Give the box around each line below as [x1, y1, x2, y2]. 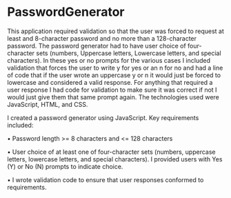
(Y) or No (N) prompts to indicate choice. [7, 162, 123, 170]
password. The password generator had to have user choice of [7, 41, 186, 50]
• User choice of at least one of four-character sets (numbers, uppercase [7, 148, 216, 156]
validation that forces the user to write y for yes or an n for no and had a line [7, 63, 223, 72]
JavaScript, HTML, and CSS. [7, 100, 88, 108]
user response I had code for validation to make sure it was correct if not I [7, 86, 217, 94]
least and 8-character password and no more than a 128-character [7, 34, 197, 42]
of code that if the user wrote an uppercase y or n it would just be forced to [7, 70, 221, 79]
